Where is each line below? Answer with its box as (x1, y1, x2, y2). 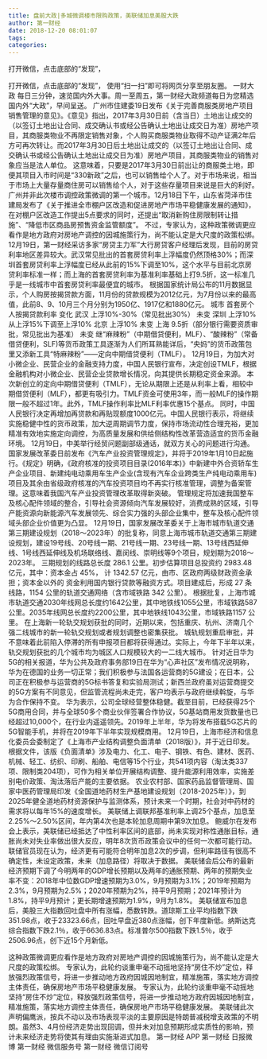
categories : (8, 41, 48, 49)
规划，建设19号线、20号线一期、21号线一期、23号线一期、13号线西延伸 (14, 538, 249, 548)
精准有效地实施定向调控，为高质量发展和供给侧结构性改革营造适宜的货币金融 (8, 429, 259, 438)
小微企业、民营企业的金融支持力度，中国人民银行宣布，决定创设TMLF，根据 (8, 359, 257, 369)
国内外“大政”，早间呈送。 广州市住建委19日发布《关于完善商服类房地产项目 (8, 101, 253, 111)
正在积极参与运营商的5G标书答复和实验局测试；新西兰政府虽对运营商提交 (14, 677, 254, 687)
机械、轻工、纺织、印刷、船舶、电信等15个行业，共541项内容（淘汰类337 (8, 757, 248, 766)
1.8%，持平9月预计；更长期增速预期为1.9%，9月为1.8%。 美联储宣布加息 (8, 896, 248, 906)
